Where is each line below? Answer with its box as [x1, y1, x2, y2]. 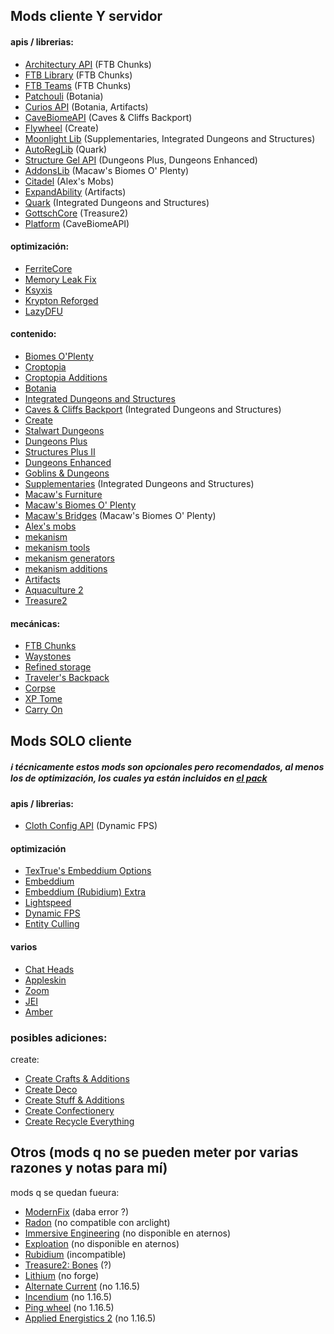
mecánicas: [10, 617, 61, 629]
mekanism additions [24, 563, 108, 574]
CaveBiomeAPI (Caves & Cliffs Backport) [24, 111, 193, 123]
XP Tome [24, 693, 63, 705]
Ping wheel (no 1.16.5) [24, 1301, 115, 1313]
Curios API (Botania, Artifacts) [24, 100, 149, 113]
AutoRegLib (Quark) [24, 143, 108, 155]
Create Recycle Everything [24, 1115, 135, 1127]
